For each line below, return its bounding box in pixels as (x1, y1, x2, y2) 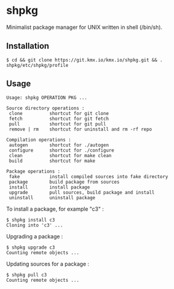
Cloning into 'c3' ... (6, 222, 63, 228)
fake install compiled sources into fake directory (8, 173, 169, 179)
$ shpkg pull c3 (6, 272, 47, 278)
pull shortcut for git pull (8, 121, 107, 127)
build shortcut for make (8, 158, 96, 164)
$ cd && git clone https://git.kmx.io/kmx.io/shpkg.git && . (6, 57, 163, 63)
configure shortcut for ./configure (8, 147, 114, 154)
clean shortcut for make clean (8, 152, 112, 158)
